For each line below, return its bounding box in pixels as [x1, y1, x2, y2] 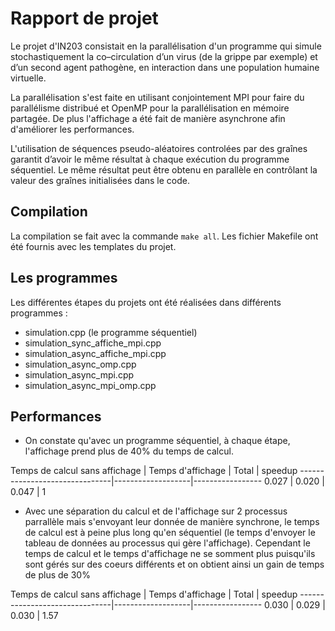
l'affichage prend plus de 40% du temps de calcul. [24, 445, 234, 457]
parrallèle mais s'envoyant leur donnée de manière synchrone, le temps [24, 516, 320, 528]
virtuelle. [10, 72, 47, 84]
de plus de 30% [24, 569, 91, 581]
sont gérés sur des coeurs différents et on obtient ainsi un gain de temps [24, 558, 325, 571]
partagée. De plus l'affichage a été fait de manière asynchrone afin [10, 112, 286, 124]
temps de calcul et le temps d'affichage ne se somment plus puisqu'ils [24, 548, 316, 560]
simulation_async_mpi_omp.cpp [24, 379, 157, 391]
